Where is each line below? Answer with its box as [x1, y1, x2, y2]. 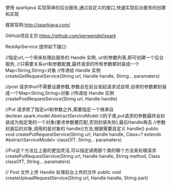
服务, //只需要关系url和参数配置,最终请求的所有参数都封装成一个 [5, 61, 140, 67]
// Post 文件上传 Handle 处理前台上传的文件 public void [5, 169, 121, 175]
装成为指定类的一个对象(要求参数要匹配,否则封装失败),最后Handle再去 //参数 [5, 119, 166, 125]
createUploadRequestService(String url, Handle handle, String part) [5, 175, 148, 181]
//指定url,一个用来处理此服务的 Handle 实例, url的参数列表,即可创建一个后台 [5, 54, 164, 60]
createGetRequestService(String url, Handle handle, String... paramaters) [5, 73, 160, 79]
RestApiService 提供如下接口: [5, 44, 68, 50]
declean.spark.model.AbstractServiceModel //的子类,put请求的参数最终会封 [5, 113, 165, 119]
